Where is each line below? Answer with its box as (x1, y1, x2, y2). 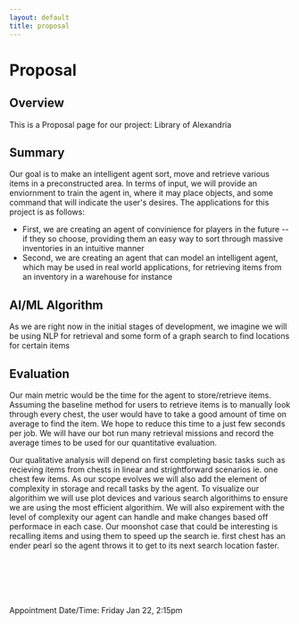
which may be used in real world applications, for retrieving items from (21, 262, 283, 273)
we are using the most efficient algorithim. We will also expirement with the (9, 502, 286, 512)
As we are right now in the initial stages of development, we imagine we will (9, 321, 287, 332)
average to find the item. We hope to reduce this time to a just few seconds (9, 417, 286, 429)
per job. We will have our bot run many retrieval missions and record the (9, 427, 274, 438)
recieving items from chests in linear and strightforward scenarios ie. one (9, 464, 278, 475)
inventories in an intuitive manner (21, 243, 145, 254)
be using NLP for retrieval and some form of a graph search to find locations (9, 331, 290, 342)
